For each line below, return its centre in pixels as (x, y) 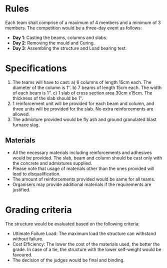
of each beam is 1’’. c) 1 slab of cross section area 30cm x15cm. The (82, 92)
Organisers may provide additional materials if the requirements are (82, 184)
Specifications (36, 68)
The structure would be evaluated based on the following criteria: (72, 223)
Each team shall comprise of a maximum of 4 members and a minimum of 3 (83, 22)
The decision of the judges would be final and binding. (68, 260)
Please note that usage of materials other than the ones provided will (83, 168)
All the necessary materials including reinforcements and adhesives (82, 152)
